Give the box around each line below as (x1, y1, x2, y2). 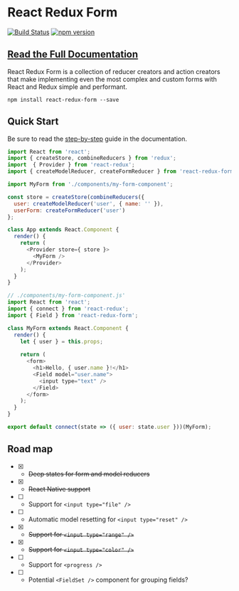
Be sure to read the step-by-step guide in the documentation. (7, 134, 187, 143)
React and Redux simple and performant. (7, 82, 128, 91)
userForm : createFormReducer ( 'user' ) (14, 207, 126, 214)
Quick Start (7, 115, 59, 128)
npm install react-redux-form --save (7, 96, 119, 103)
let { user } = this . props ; (20, 338, 103, 345)
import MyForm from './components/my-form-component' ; (7, 181, 174, 188)
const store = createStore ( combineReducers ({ (7, 193, 144, 201)
